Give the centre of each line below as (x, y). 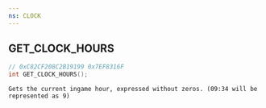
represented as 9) (39, 96)
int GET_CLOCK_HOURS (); (48, 75)
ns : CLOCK (25, 16)
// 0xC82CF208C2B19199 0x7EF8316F (66, 67)
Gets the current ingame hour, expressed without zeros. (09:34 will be (133, 89)
